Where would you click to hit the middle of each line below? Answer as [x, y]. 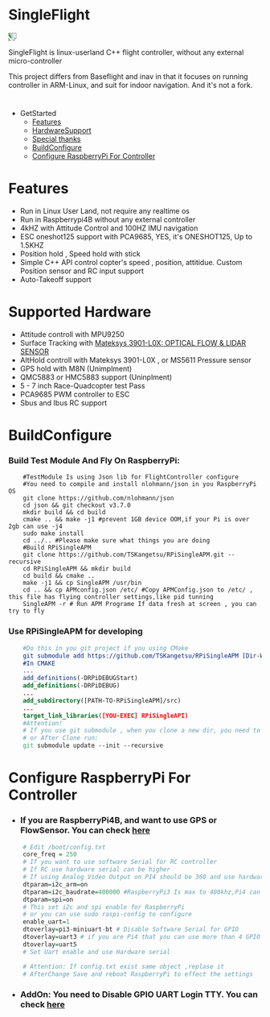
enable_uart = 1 [46, 922]
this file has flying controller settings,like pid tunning [111, 597]
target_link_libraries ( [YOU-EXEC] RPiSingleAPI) [106, 716]
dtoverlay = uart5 [50, 944]
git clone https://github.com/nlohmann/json [98, 498]
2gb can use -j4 [35, 527]
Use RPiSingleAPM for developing [76, 632]
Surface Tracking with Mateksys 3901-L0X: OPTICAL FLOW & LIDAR [133, 343]
